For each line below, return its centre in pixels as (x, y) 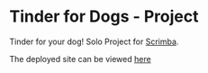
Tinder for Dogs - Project (104, 17)
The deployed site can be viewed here (80, 59)
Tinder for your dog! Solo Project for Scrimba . (94, 41)
